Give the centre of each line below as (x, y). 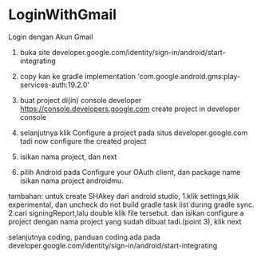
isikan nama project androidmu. (71, 181)
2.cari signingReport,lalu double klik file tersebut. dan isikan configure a (127, 212)
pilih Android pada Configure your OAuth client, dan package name (130, 172)
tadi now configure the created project (83, 141)
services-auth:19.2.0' (55, 85)
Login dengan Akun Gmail (51, 37)
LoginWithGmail (63, 15)
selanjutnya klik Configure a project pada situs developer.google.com (134, 133)
